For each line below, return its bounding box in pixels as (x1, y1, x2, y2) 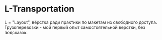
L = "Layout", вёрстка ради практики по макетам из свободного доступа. (4, 19, 157, 25)
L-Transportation (4, 3, 75, 14)
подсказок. (4, 29, 28, 35)
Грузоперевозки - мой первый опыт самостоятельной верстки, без (4, 24, 145, 30)
